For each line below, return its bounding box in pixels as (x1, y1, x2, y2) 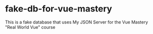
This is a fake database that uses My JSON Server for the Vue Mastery (5, 19, 148, 25)
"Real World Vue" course (5, 24, 55, 30)
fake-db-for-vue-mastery (5, 3, 112, 14)
